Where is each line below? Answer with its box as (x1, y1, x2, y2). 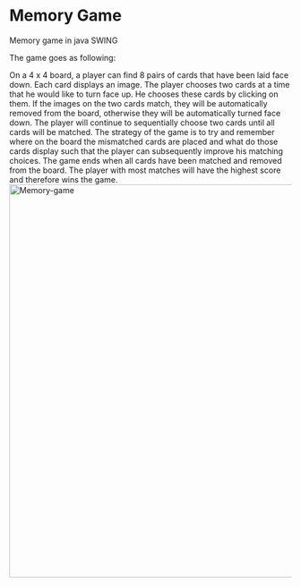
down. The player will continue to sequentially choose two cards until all (9, 117, 275, 128)
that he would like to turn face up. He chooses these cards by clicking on (9, 89, 279, 99)
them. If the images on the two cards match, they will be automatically (9, 98, 268, 108)
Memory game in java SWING (9, 35, 118, 46)
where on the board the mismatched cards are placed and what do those (9, 136, 279, 147)
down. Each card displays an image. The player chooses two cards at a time (9, 79, 290, 89)
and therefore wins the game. (9, 174, 118, 184)
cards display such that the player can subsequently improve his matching (9, 145, 284, 157)
